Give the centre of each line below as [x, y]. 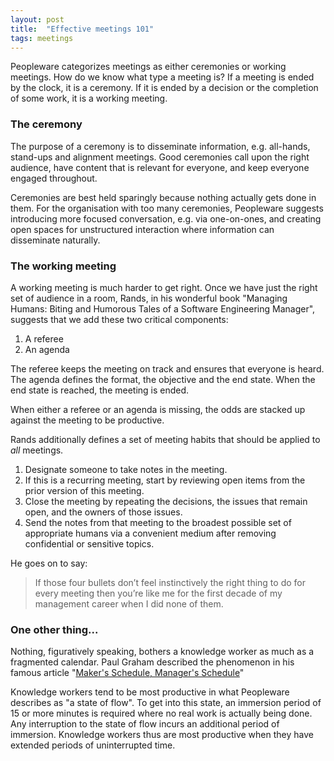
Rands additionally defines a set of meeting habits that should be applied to [165, 439]
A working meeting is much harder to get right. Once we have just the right [164, 287]
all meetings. [37, 450]
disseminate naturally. [55, 240]
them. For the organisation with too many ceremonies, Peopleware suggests [167, 208]
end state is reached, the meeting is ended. [100, 390]
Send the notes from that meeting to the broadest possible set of [158, 522]
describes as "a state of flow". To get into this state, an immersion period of [166, 703]
